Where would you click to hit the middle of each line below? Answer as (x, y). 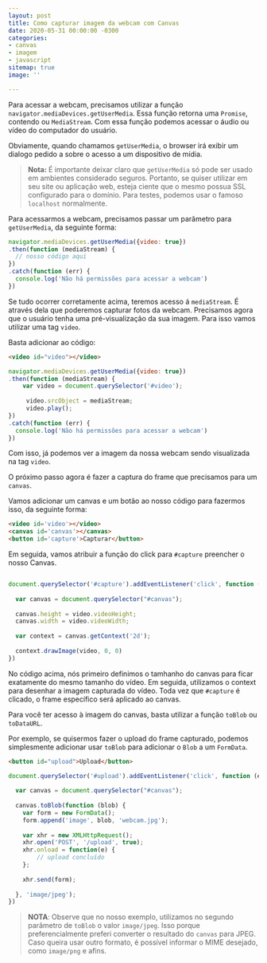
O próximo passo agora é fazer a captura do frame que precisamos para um (133, 477)
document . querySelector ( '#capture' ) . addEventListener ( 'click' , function (131, 584)
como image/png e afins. (67, 951)
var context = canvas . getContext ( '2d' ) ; (83, 636)
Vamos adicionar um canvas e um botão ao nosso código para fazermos (127, 501)
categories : (28, 38)
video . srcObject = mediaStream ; (79, 401)
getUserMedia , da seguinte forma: (62, 227)
